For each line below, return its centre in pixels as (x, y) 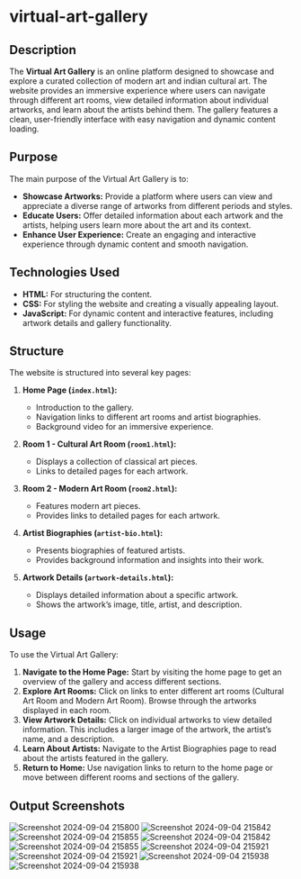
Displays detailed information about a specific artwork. (137, 595)
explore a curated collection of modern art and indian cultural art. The (138, 81)
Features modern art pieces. (88, 506)
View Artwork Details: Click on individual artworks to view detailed (147, 720)
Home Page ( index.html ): (70, 390)
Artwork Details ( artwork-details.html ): (98, 577)
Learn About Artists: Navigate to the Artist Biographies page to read (149, 748)
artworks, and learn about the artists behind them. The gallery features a (144, 109)
